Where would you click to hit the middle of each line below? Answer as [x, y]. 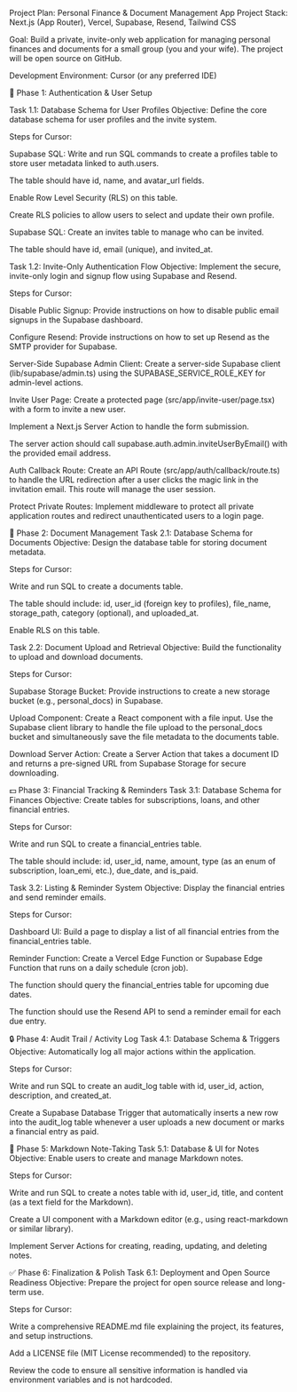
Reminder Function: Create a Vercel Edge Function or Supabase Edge [136, 958]
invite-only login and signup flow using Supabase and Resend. [123, 276]
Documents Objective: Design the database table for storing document [138, 542]
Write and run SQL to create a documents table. [96, 586]
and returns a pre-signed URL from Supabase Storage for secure [128, 764]
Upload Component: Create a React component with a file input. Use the [141, 718]
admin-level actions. [47, 382]
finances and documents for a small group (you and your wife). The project [146, 49]
